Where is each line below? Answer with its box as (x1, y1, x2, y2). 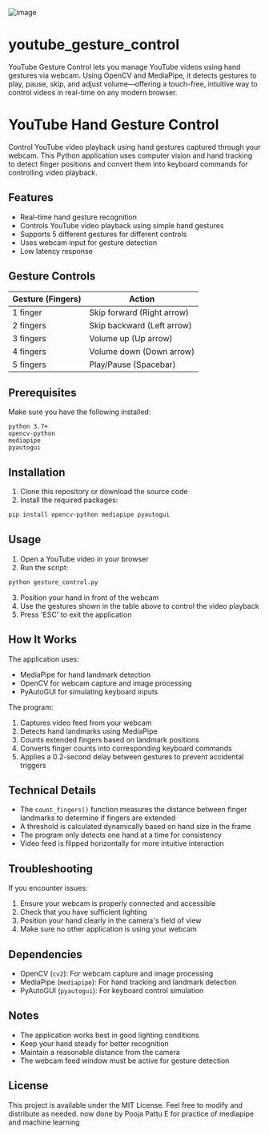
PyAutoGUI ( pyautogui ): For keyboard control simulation (19, 985, 204, 995)
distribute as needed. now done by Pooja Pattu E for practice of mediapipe (8, 1109, 255, 1118)
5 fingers (12, 359, 46, 370)
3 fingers (12, 332, 46, 344)
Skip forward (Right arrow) (89, 307, 190, 318)
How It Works (8, 633, 78, 646)
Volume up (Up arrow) (89, 332, 173, 344)
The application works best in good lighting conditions (19, 1030, 199, 1040)
